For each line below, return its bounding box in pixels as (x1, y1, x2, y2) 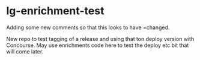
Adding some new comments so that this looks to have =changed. (6, 24, 170, 31)
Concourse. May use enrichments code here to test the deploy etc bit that (6, 42, 189, 49)
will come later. (6, 48, 44, 55)
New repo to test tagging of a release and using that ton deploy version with (6, 35, 195, 42)
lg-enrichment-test (6, 4, 105, 18)
